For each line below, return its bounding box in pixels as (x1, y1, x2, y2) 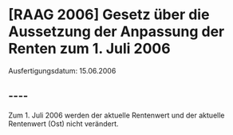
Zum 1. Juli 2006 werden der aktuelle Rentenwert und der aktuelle (8, 110, 225, 120)
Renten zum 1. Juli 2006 (8, 40, 171, 58)
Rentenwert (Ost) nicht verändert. (8, 118, 119, 129)
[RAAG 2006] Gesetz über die (8, 6, 210, 24)
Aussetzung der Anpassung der (8, 22, 225, 41)
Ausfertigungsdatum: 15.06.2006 (8, 66, 116, 75)
